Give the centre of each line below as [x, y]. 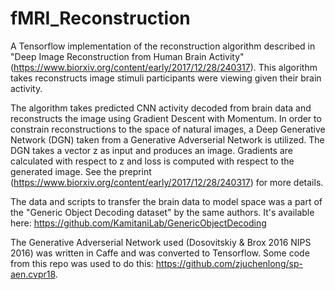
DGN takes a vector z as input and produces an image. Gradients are [151, 150]
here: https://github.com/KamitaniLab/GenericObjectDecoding [138, 223]
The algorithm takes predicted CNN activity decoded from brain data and [161, 108]
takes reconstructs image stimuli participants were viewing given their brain [166, 78]
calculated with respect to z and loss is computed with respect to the [152, 161]
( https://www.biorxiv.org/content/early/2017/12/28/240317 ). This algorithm [164, 67]
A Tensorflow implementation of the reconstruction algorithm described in [163, 46]
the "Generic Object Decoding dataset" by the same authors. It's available [162, 212]
